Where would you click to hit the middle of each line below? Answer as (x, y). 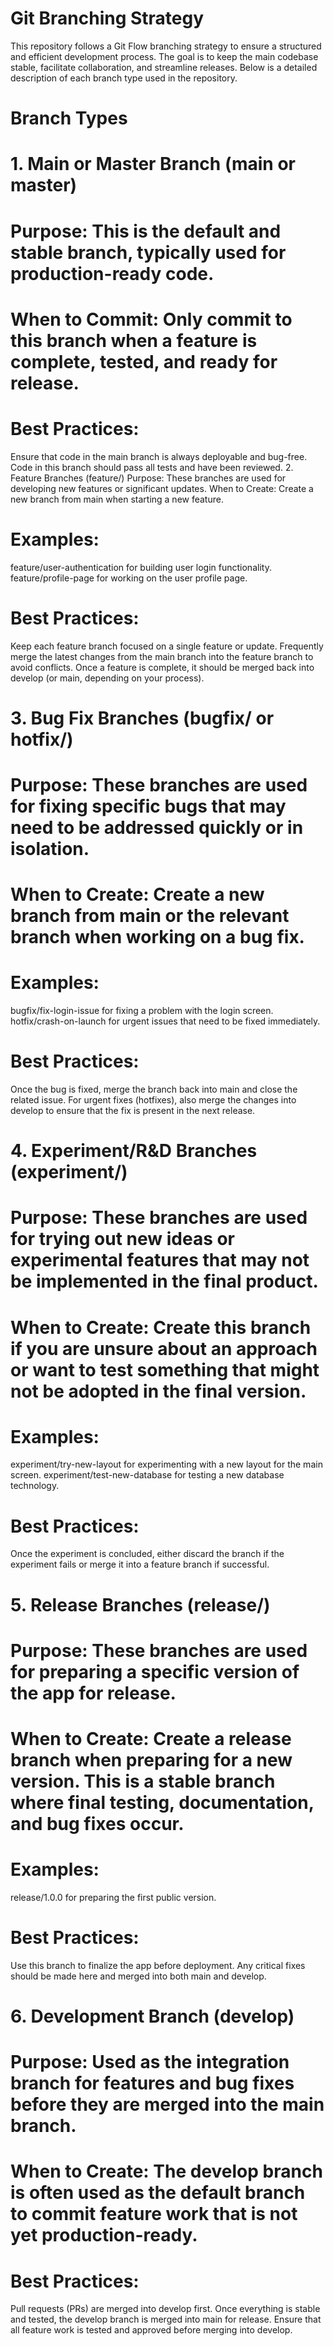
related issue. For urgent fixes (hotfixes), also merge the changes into (153, 1099)
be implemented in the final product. (164, 1281)
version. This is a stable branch (143, 1781)
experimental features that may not (160, 1260)
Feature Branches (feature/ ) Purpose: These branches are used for (148, 478)
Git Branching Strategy (107, 18)
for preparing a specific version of (155, 1671)
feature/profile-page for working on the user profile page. (129, 578)
